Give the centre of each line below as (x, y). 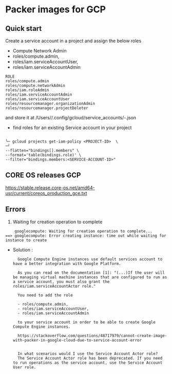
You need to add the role (45, 295)
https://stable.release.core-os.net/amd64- (50, 188)
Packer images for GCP (56, 10)
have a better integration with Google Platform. (67, 263)
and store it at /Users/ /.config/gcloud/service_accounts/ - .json (71, 118)
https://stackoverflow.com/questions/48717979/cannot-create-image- (92, 335)
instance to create (26, 240)
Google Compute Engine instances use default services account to (90, 259)
